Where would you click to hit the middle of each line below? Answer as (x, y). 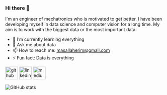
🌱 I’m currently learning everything (48, 39)
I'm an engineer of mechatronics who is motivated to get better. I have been (84, 19)
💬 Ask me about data (34, 45)
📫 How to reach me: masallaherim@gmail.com (61, 50)
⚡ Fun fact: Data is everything (43, 58)
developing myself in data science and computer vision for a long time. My (82, 24)
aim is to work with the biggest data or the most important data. (71, 30)
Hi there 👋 (18, 8)
